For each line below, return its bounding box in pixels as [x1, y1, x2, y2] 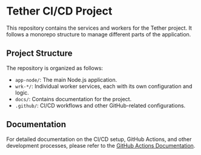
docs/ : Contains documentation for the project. [15, 95, 132, 102]
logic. [15, 89, 29, 96]
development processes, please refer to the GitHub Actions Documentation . [6, 142, 196, 149]
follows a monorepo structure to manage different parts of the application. [6, 30, 191, 38]
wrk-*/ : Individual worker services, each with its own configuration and [15, 82, 193, 90]
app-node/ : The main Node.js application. [15, 76, 117, 83]
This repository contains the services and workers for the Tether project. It [6, 24, 193, 31]
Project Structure [6, 48, 73, 59]
